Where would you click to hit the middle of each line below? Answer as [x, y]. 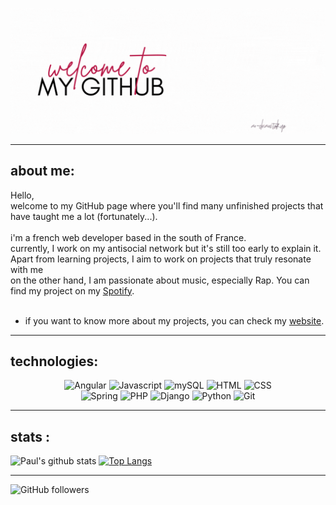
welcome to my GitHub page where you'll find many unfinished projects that [167, 205]
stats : [30, 436]
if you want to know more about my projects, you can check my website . [174, 320]
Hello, [22, 195]
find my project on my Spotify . [72, 290]
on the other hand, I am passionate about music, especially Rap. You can [160, 280]
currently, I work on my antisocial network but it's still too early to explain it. [166, 248]
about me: [42, 171]
